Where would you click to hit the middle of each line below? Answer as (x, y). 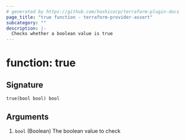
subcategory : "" (26, 23)
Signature (25, 85)
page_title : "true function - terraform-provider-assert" (79, 17)
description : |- (26, 28)
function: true (41, 63)
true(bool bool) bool (33, 98)
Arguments (28, 117)
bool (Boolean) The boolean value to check (68, 131)
